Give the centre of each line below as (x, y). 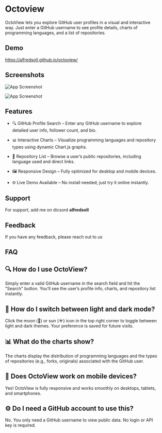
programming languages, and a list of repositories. (55, 33)
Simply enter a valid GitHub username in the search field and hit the (73, 283)
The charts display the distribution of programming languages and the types (81, 356)
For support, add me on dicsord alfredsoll (47, 210)
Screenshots (25, 75)
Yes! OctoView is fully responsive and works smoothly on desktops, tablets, (81, 388)
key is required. (21, 425)
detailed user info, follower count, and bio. (54, 130)
